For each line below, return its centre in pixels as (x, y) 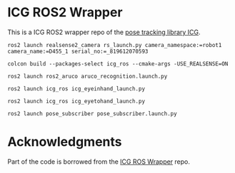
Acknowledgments (65, 142)
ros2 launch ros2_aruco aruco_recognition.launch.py (87, 76)
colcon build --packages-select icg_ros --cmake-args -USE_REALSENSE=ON (118, 64)
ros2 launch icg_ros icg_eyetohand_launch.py (76, 101)
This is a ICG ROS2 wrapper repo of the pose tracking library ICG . (104, 32)
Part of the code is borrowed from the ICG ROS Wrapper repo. (99, 162)
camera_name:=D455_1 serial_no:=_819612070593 (78, 51)
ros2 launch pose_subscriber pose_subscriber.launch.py (92, 114)
